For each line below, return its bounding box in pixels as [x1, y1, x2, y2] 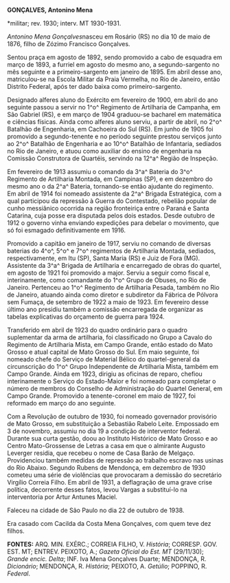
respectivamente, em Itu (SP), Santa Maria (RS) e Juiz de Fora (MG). [7, 254, 200, 262]
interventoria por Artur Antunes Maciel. [7, 493, 118, 501]
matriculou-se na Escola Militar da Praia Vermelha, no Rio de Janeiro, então [7, 75, 220, 83]
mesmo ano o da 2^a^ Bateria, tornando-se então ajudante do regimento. [7, 182, 214, 190]
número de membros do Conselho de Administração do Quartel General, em [7, 385, 223, 392]
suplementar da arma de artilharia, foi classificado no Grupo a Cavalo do [7, 333, 213, 341]
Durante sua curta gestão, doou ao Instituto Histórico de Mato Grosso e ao [7, 434, 218, 443]
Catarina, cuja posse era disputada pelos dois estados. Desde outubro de [7, 211, 215, 220]
